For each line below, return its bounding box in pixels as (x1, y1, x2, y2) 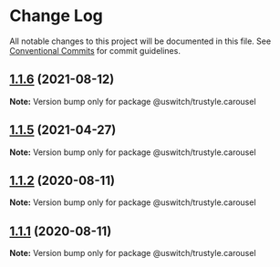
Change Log (9, 5, 103, 26)
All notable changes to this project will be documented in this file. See (9, 36, 272, 46)
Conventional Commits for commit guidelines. (9, 45, 181, 56)
